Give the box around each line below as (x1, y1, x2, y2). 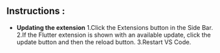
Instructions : (6, 5, 66, 17)
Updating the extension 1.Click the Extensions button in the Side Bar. (16, 23, 213, 31)
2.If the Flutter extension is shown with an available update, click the (16, 31, 211, 39)
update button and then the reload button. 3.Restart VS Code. (16, 37, 192, 46)
